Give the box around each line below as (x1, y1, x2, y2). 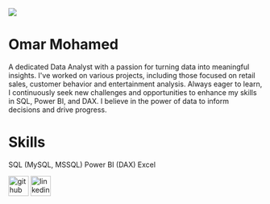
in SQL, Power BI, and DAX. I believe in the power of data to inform (8, 96, 230, 106)
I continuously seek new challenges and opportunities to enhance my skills (8, 87, 257, 97)
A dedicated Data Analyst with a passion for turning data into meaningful (8, 61, 250, 72)
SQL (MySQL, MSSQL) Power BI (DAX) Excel (8, 160, 156, 169)
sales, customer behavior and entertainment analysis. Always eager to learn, (8, 79, 263, 89)
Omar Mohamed (8, 35, 119, 54)
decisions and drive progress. (8, 105, 107, 114)
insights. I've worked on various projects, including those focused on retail (8, 70, 255, 80)
